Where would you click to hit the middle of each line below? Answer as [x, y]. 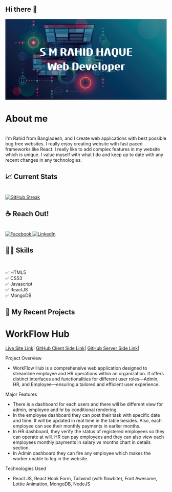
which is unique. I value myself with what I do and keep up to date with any [84, 155]
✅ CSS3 [14, 278]
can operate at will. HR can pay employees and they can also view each [88, 437]
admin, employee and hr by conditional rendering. [65, 410]
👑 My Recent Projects [40, 312]
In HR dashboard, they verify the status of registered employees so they [89, 431]
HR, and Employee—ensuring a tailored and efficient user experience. [86, 384]
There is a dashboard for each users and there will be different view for [88, 404]
